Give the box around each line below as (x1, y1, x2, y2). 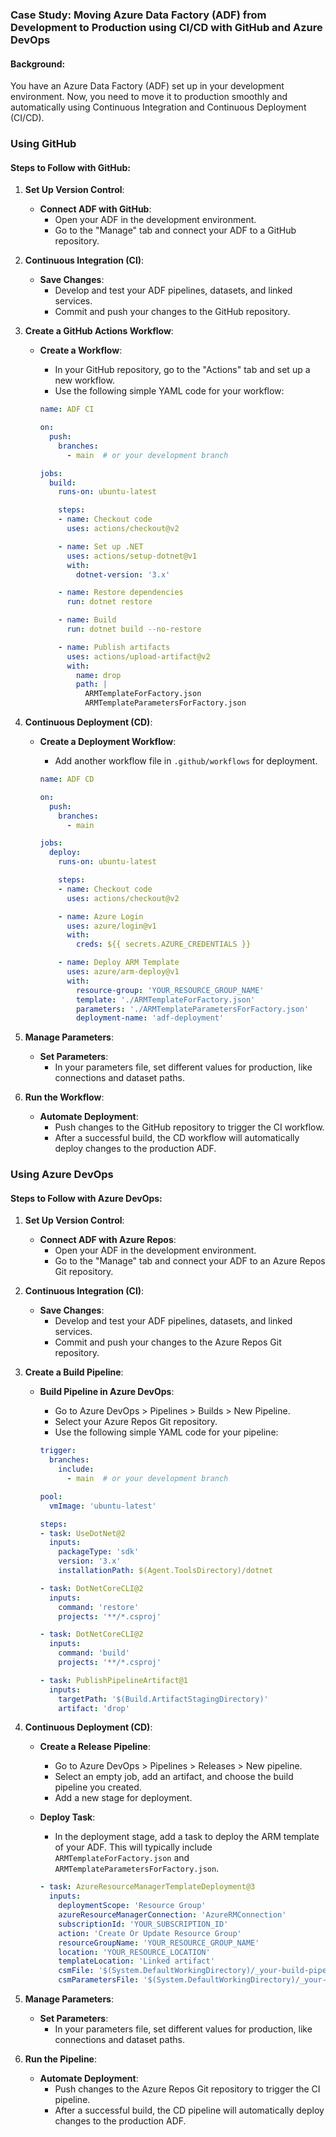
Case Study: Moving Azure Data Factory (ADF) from (10, 8, 267, 22)
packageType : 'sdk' (58, 1547, 140, 1557)
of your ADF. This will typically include (54, 1841, 213, 1853)
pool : (39, 1491, 63, 1502)
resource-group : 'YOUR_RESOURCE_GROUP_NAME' (75, 985, 265, 995)
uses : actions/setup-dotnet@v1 (66, 551, 198, 561)
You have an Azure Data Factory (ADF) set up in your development (10, 80, 285, 92)
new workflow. (54, 374, 115, 387)
